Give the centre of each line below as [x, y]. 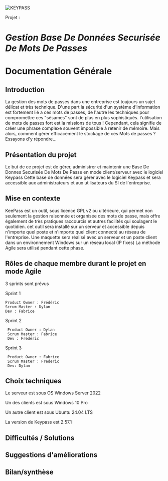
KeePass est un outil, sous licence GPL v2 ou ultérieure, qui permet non [79, 210]
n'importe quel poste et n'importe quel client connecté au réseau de [75, 232]
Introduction [25, 89]
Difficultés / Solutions [40, 438]
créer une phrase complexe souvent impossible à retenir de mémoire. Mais [82, 128]
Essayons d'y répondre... [31, 139]
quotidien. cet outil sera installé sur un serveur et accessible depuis [75, 226]
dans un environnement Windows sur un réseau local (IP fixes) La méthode [83, 243]
